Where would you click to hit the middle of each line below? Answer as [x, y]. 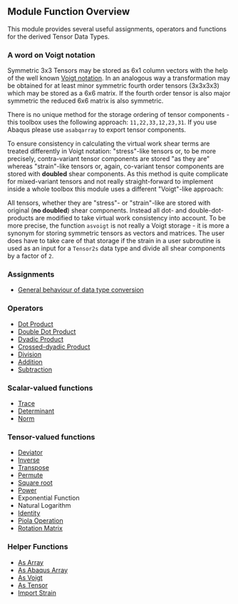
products [21, 218]
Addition [30, 362]
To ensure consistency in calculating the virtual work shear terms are [109, 144]
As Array [31, 562]
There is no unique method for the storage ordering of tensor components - [119, 115]
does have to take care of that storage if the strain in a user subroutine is [114, 241]
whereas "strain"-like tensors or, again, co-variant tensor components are [116, 166]
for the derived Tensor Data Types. [59, 36]
